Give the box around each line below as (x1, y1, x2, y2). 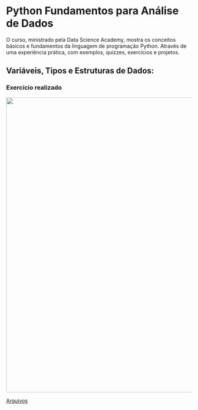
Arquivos (6, 397, 28, 404)
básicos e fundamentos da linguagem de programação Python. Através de (6, 42, 187, 50)
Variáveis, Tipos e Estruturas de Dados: (6, 66, 154, 76)
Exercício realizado (6, 84, 62, 92)
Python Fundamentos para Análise (6, 4, 179, 18)
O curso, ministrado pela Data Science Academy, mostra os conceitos (6, 36, 176, 43)
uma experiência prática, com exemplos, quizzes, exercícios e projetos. (6, 48, 180, 55)
